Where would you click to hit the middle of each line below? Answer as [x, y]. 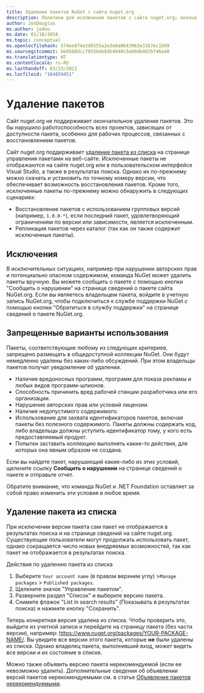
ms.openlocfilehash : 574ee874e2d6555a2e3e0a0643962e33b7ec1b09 [88, 46]
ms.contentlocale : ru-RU [38, 63]
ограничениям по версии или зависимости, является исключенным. [104, 222]
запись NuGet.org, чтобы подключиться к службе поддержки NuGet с [97, 301]
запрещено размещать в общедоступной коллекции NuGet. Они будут [98, 354]
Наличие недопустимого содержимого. [66, 411]
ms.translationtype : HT [36, 57]
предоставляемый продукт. [51, 437]
